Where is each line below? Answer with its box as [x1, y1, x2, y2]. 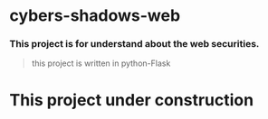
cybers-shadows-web [9, 5, 181, 26]
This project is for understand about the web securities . [9, 38, 260, 50]
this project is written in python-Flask [31, 58, 171, 69]
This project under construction [9, 89, 254, 110]
